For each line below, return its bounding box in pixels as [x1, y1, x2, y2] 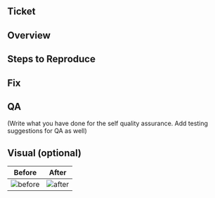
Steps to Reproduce [7, 53, 96, 65]
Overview [7, 29, 51, 41]
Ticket [7, 6, 36, 17]
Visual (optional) [7, 147, 82, 159]
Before [13, 168, 37, 178]
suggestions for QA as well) [7, 127, 87, 135]
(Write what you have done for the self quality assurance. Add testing [7, 119, 209, 128]
